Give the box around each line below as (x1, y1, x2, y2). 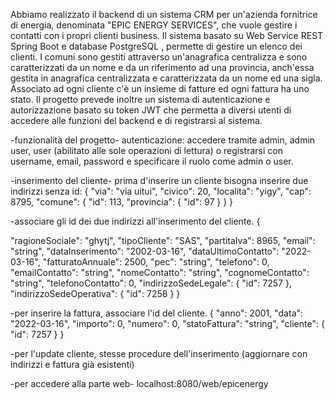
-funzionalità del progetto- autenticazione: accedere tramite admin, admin (10, 134, 316, 146)
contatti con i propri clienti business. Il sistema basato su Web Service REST (10, 30, 324, 41)
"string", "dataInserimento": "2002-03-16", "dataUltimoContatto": (10, 245, 280, 257)
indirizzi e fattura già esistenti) (10, 359, 135, 370)
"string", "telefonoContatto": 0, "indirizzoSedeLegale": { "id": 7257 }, (10, 277, 292, 289)
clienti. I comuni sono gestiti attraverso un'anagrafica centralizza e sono (10, 51, 308, 63)
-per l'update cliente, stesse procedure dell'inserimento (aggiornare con (10, 348, 308, 359)
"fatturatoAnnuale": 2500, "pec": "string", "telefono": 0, (42, 256, 270, 268)
